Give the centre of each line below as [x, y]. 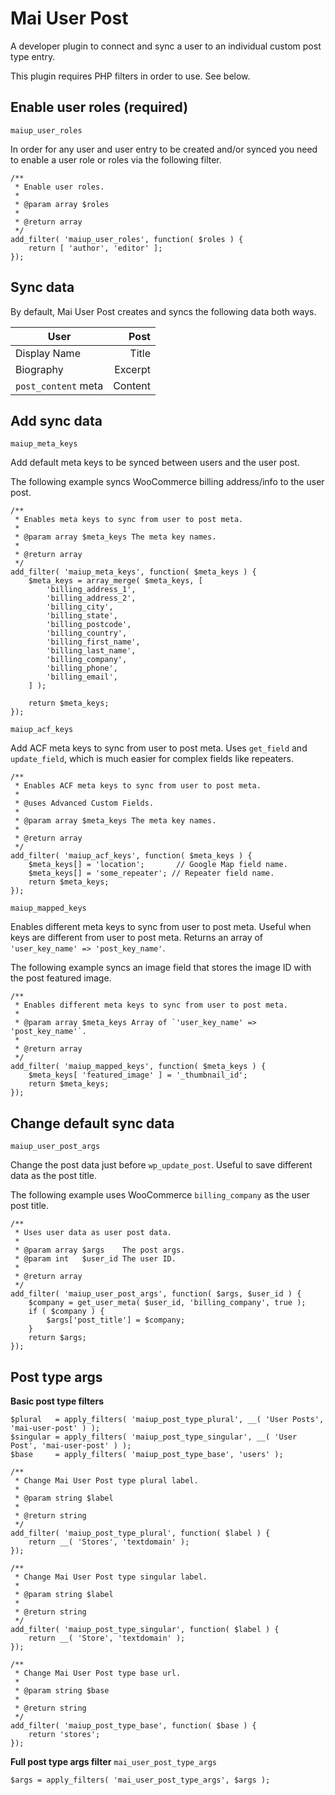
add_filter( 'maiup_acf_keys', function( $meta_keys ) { [131, 856]
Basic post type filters [57, 1401]
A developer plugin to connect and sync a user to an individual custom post [166, 46]
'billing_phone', [82, 668]
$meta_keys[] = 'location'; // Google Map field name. [158, 865]
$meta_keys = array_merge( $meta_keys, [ [115, 581]
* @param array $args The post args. [100, 1250]
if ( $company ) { [66, 1312]
